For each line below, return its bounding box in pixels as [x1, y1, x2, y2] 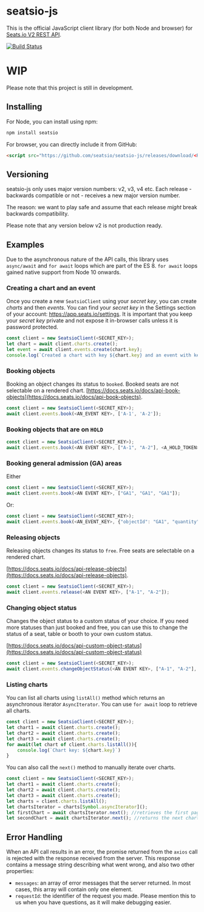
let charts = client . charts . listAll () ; [6, 798, 107, 804]
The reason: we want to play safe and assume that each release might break [6, 204, 197, 211]
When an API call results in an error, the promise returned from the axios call [6, 848, 198, 855]
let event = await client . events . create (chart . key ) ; [6, 347, 143, 353]
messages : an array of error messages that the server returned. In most [15, 879, 191, 886]
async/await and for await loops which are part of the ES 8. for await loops [6, 262, 198, 270]
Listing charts [6, 680, 48, 689]
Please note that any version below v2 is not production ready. [6, 222, 163, 229]
